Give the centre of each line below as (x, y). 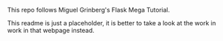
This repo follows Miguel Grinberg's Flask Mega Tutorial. (88, 10)
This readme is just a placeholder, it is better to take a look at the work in (112, 23)
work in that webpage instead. (51, 30)
